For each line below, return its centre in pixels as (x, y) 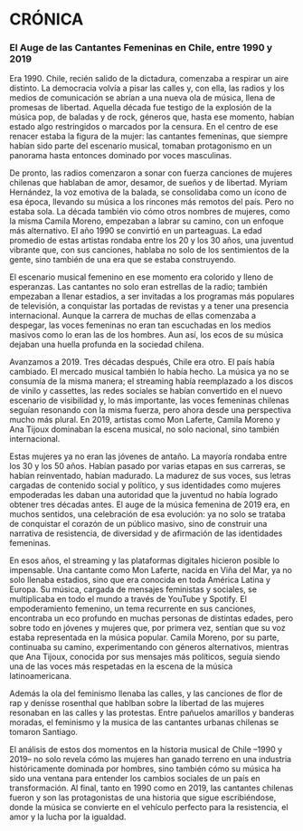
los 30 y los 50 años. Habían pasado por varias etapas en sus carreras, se (147, 466)
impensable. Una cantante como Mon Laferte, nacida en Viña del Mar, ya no (151, 570)
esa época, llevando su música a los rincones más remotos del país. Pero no (151, 202)
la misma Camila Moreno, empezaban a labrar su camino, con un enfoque (147, 221)
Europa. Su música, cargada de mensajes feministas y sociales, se (133, 589)
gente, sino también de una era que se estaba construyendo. (123, 260)
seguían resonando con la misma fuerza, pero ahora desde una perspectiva (151, 410)
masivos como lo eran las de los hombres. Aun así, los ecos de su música (147, 335)
